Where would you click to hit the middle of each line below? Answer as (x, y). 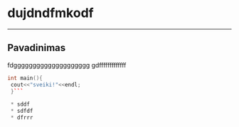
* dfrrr (22, 118)
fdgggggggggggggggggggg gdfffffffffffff (67, 65)
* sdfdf (22, 111)
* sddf (20, 104)
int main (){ (25, 78)
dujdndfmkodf (51, 13)
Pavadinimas (37, 48)
